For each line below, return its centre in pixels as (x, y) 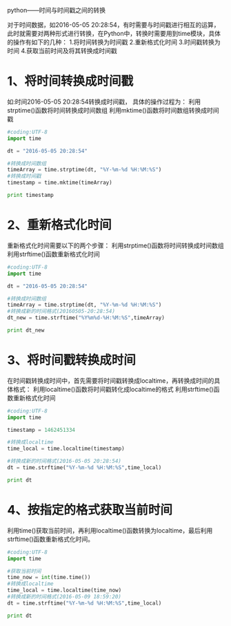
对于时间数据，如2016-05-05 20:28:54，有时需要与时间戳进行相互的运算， (113, 25)
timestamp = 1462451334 (41, 430)
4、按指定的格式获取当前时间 (90, 510)
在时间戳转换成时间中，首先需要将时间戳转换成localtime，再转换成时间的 (111, 380)
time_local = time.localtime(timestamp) (66, 449)
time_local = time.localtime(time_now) (64, 590)
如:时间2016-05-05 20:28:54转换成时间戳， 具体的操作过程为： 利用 (104, 102)
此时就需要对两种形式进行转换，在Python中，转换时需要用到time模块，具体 (114, 34)
